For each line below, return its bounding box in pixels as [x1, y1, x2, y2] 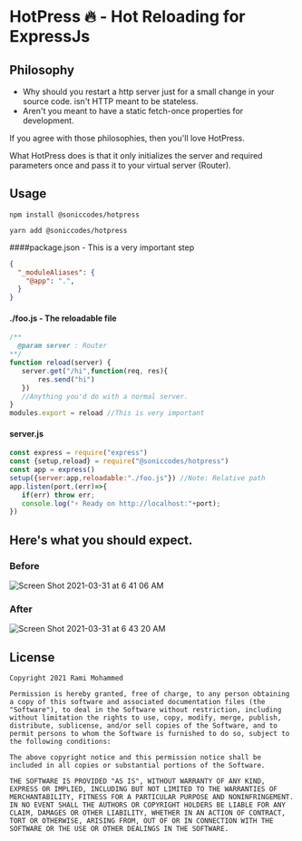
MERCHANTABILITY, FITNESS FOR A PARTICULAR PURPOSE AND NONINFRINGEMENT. [9, 793, 295, 802]
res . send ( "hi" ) [37, 374, 95, 384]
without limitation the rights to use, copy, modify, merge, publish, [9, 713, 282, 722]
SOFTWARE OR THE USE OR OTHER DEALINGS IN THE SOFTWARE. [9, 825, 229, 834]
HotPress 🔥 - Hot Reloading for [9, 6, 246, 27]
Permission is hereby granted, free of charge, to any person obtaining [9, 690, 290, 699]
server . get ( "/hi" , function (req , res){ [21, 366, 169, 375]
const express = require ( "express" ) [9, 449, 148, 458]
